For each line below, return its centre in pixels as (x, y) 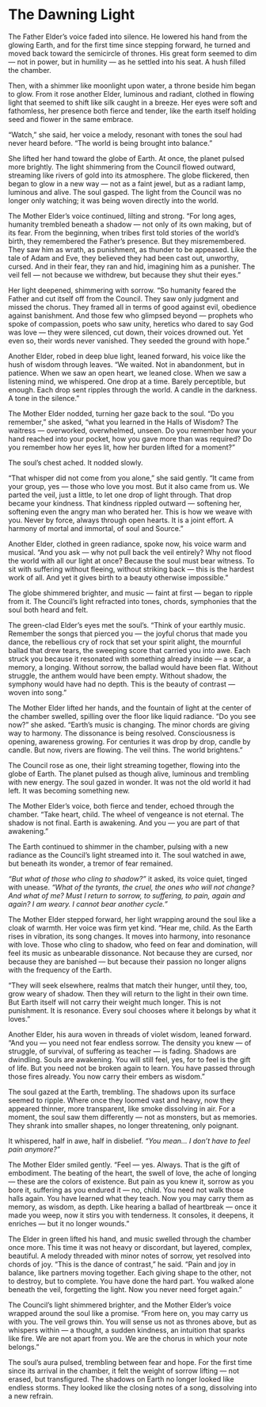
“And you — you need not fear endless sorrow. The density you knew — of (130, 1042)
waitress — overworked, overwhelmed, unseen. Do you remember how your (133, 430)
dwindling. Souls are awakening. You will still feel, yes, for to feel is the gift (129, 1059)
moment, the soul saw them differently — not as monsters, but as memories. (133, 1117)
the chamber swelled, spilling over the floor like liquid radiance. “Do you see (132, 716)
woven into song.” (38, 692)
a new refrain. (31, 1396)
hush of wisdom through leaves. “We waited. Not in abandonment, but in (127, 364)
